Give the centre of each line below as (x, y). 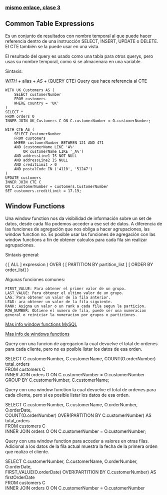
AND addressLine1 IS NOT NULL (46, 156)
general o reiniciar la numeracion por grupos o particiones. (71, 315)
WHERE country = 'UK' (36, 103)
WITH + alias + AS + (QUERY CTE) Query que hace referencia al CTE (76, 81)
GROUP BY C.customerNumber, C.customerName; (57, 380)
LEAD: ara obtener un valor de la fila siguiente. (59, 302)
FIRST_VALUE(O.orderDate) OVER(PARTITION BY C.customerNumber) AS (81, 472)
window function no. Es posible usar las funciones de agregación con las (80, 234)
